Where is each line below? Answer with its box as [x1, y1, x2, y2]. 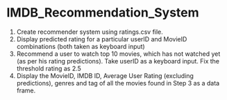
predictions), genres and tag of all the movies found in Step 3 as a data [16, 79, 220, 87]
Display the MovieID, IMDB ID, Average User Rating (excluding [16, 71, 194, 80]
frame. [16, 86, 36, 94]
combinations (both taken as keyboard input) [16, 42, 145, 50]
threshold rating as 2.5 [16, 64, 81, 72]
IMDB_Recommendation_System [6, 5, 199, 21]
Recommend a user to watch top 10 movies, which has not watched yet [16, 50, 221, 58]
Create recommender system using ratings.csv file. [16, 28, 164, 36]
